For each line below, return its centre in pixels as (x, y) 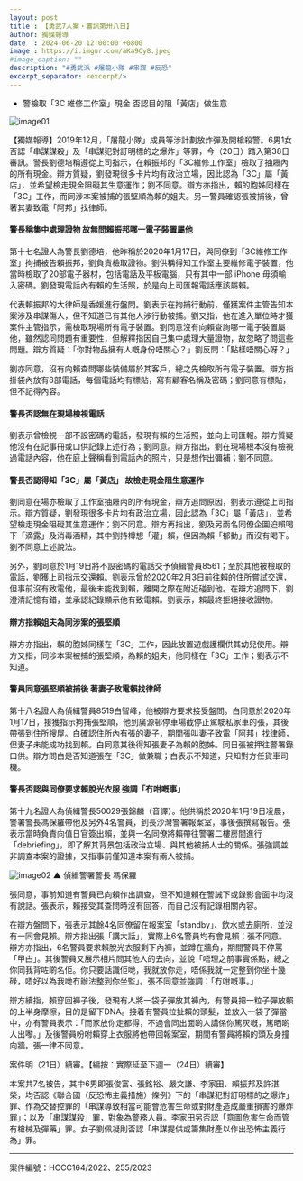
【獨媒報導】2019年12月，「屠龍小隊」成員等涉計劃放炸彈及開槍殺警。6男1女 (151, 140)
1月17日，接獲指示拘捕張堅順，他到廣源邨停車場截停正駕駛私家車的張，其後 (149, 721)
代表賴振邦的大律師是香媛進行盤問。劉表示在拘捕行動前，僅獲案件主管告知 (147, 304)
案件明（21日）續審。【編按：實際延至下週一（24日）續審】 (119, 1064)
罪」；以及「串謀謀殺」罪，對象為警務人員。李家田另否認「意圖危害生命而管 (150, 1117)
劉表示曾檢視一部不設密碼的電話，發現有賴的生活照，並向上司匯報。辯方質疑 (151, 435)
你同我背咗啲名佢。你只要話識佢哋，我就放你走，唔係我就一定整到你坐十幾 (147, 969)
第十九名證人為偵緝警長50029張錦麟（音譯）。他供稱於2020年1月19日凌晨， (150, 810)
